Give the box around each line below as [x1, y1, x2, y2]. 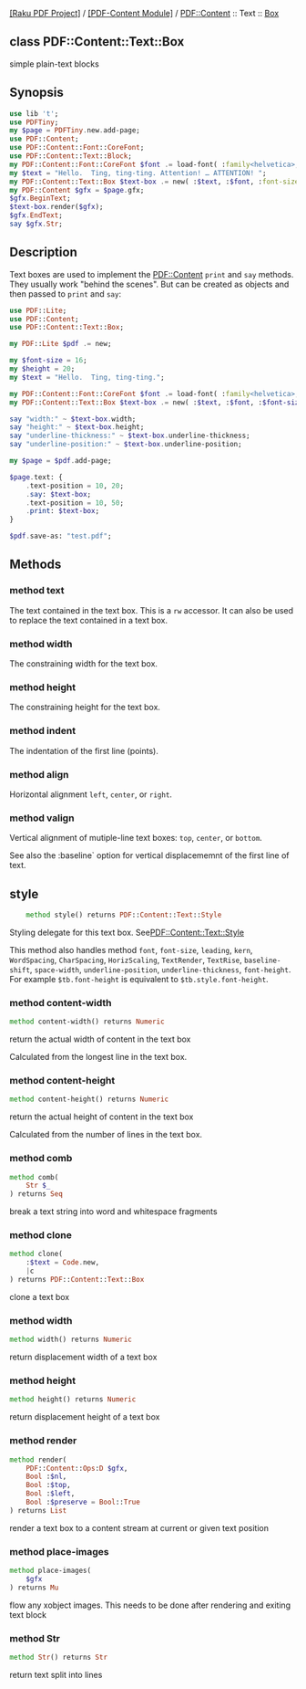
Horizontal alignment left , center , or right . [9, 789, 173, 800]
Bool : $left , [25, 1489, 76, 1498]
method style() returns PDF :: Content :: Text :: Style [25, 910, 222, 920]
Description [9, 245, 77, 260]
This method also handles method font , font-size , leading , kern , [9, 944, 253, 955]
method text [9, 584, 66, 597]
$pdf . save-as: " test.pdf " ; [9, 531, 112, 541]
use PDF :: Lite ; [9, 306, 67, 315]
